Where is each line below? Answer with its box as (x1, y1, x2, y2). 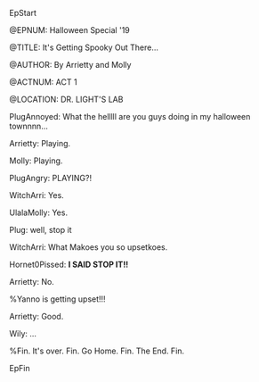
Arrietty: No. (9, 277, 55, 286)
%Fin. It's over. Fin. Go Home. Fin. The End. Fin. (9, 345, 185, 356)
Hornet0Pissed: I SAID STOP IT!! (9, 259, 129, 270)
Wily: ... (9, 328, 37, 338)
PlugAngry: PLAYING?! (9, 173, 92, 183)
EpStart (9, 8, 37, 18)
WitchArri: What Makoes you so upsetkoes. (9, 242, 168, 253)
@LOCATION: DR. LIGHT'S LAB (9, 94, 124, 104)
